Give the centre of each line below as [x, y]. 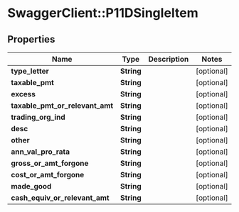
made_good [31, 186]
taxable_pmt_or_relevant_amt [62, 106]
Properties [31, 39]
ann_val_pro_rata [41, 152]
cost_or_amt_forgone [48, 175]
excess [23, 94]
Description [169, 59]
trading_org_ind [38, 117]
